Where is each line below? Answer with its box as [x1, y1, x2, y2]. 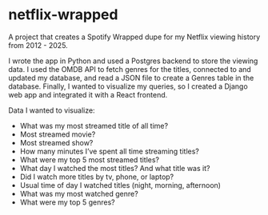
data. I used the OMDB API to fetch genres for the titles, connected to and [8, 64, 252, 74]
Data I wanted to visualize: [8, 106, 95, 115]
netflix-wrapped [8, 6, 118, 24]
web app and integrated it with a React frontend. [8, 90, 168, 99]
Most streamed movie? [19, 129, 96, 139]
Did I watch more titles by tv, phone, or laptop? [19, 172, 174, 181]
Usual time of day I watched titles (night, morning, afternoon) [19, 180, 222, 189]
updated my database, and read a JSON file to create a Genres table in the [8, 73, 254, 82]
